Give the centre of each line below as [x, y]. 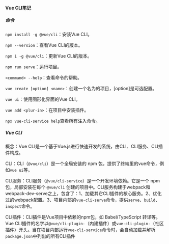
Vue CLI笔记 [18, 8]
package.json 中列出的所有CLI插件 [40, 236]
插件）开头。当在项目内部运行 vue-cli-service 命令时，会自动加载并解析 [80, 230]
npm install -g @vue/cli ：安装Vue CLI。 [49, 34]
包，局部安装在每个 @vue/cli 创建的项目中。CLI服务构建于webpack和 [78, 187]
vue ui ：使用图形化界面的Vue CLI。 [43, 99]
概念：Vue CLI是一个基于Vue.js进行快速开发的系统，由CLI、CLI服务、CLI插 [84, 146]
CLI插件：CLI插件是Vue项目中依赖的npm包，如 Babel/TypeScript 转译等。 [83, 217]
